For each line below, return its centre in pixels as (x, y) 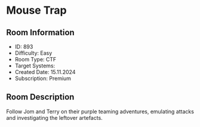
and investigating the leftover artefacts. (54, 117)
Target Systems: (35, 66)
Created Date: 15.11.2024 (45, 72)
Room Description (40, 97)
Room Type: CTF (36, 59)
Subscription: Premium (43, 78)
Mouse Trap (36, 10)
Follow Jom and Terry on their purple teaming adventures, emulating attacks (100, 111)
